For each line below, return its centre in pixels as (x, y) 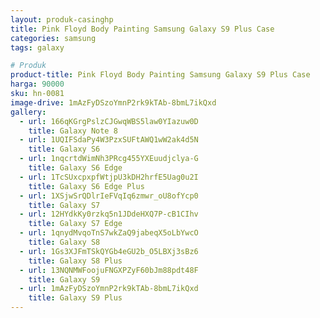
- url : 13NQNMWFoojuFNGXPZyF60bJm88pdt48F (109, 270)
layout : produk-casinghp (62, 19)
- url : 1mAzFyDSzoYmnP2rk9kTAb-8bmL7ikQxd (109, 289)
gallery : (28, 112)
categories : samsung (53, 38)
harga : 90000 (37, 84)
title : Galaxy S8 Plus (75, 261)
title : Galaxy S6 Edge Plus (86, 186)
